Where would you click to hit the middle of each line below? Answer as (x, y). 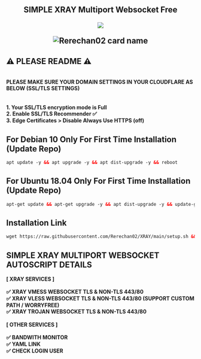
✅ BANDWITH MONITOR (37, 337)
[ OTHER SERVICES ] (32, 325)
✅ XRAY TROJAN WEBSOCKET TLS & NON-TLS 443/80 (76, 312)
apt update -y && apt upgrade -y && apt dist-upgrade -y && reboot (92, 163)
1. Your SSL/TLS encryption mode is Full (57, 108)
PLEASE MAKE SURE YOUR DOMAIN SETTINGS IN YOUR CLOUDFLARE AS (100, 82)
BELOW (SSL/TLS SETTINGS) (43, 89)
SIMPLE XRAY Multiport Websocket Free (100, 10)
